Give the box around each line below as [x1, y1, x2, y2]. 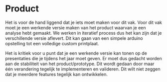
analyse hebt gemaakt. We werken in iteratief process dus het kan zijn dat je [5, 30, 162, 36]
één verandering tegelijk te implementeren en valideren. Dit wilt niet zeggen [5, 66, 161, 72]
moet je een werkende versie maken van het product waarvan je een [5, 24, 146, 30]
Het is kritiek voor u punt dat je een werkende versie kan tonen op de [5, 50, 147, 56]
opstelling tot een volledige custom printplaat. [5, 40, 99, 46]
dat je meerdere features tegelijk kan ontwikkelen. [5, 71, 108, 77]
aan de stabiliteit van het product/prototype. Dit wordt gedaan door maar [5, 61, 155, 67]
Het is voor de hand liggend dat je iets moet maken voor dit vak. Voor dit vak [5, 19, 163, 25]
